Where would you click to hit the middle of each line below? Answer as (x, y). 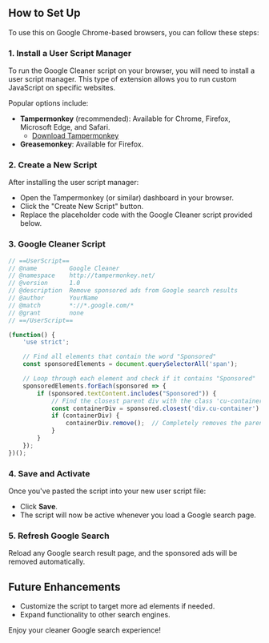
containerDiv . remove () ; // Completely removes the (153, 424)
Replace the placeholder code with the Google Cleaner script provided (136, 215)
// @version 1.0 (44, 283)
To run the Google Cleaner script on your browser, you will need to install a (131, 70)
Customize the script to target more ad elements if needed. (117, 606)
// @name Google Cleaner (64, 268)
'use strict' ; (46, 342)
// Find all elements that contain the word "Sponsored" (120, 357)
